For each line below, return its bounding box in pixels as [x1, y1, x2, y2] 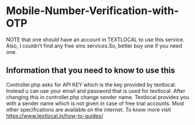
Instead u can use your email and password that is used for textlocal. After [6, 87, 186, 94]
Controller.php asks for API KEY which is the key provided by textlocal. [6, 81, 177, 88]
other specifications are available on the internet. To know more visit [6, 106, 172, 113]
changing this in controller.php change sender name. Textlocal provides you [6, 93, 189, 100]
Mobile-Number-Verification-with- [6, 4, 179, 18]
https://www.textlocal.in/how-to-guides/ [6, 112, 104, 119]
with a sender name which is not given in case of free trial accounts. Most [6, 100, 184, 107]
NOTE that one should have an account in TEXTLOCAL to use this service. [6, 36, 184, 43]
